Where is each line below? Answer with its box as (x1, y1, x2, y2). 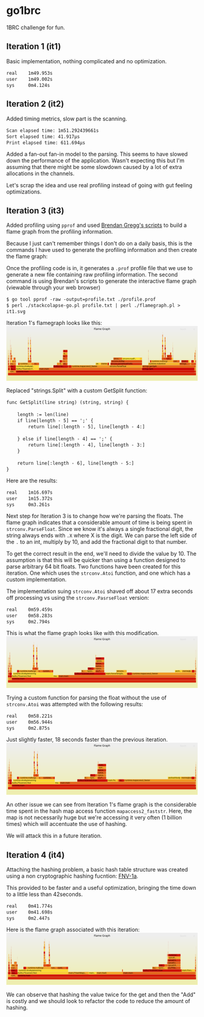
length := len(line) (17, 411, 69, 417)
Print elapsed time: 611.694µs (6, 139, 86, 146)
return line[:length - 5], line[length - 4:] (28, 423, 146, 429)
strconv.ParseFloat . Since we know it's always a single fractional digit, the (6, 525, 193, 532)
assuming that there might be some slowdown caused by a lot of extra (6, 163, 182, 170)
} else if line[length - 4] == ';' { (17, 436, 113, 442)
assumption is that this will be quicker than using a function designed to (6, 556, 186, 563)
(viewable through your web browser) (6, 284, 101, 291)
